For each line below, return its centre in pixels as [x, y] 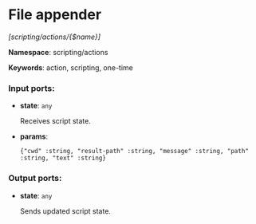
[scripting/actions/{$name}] [55, 37]
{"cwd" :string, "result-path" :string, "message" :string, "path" [134, 151]
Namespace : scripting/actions [58, 52]
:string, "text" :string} [63, 158]
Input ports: [32, 88]
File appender [55, 15]
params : [34, 136]
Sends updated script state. [65, 211]
